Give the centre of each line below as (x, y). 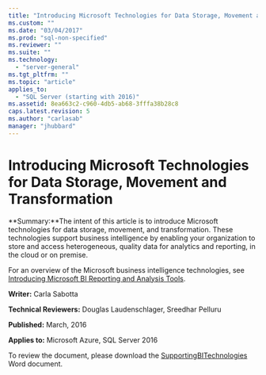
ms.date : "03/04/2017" (46, 30)
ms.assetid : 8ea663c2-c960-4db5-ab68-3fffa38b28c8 (93, 104)
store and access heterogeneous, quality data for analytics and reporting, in (132, 246)
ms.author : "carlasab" (46, 119)
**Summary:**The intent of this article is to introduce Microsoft (113, 221)
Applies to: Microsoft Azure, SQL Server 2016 (83, 340)
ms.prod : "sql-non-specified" (58, 38)
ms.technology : (33, 60)
